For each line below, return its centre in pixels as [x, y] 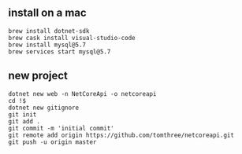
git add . [24, 121]
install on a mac [47, 13]
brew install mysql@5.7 [47, 45]
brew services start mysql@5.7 [60, 51]
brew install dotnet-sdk [49, 31]
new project [38, 76]
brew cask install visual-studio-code [72, 38]
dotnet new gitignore [44, 108]
